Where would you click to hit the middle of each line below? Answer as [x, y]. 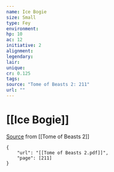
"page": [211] [34, 158]
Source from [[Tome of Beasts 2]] [48, 137]
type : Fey [19, 23]
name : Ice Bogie [26, 12]
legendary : [20, 57]
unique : [16, 68]
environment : [22, 29]
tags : [13, 79]
